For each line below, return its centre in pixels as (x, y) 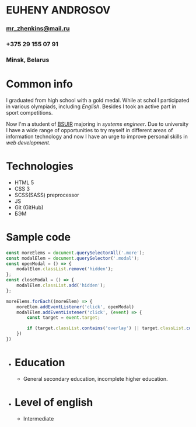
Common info (39, 84)
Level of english (54, 403)
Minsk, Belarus (28, 60)
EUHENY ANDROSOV (58, 10)
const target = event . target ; (64, 318)
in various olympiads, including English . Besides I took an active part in (91, 106)
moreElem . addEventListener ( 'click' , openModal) (75, 307)
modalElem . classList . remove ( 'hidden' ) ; (65, 269)
